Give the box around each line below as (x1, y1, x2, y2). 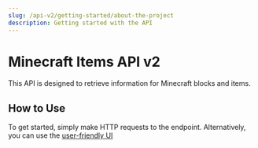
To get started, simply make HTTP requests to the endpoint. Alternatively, (8, 123, 246, 132)
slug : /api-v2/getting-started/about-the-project (8, 11, 175, 20)
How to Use (8, 102, 66, 115)
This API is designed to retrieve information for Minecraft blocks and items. (8, 79, 251, 88)
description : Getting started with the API (8, 19, 153, 27)
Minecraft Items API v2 (8, 53, 161, 71)
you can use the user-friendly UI (8, 131, 113, 140)
